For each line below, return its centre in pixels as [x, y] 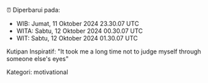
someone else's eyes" [38, 59]
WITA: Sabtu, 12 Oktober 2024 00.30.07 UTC [79, 31]
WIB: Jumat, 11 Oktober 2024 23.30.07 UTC [78, 24]
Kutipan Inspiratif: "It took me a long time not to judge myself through [104, 51]
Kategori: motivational [37, 72]
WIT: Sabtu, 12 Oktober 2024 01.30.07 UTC [77, 38]
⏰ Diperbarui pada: [34, 10]
